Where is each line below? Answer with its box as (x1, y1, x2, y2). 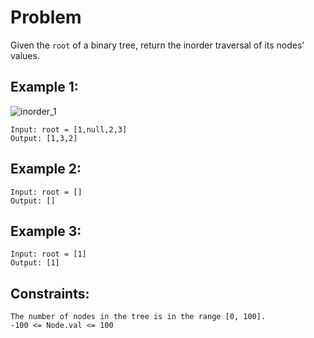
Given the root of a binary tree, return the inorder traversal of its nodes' (10, 39, 305, 51)
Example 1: (10, 79, 79, 96)
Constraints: (10, 285, 90, 302)
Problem (10, 6, 82, 29)
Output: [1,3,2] (10, 133, 78, 143)
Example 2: (10, 161, 82, 178)
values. (10, 49, 40, 61)
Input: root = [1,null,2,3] (10, 124, 128, 135)
